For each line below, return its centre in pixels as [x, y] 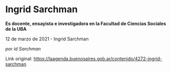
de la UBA [16, 29]
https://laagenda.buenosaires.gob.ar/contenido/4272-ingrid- [98, 58]
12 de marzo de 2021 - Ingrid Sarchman [47, 39]
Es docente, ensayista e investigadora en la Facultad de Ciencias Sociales [86, 23]
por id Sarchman [23, 49]
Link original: [19, 58]
